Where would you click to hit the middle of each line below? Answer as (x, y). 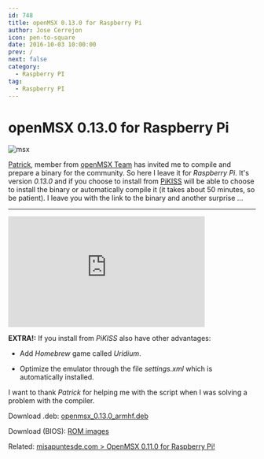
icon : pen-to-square (42, 37)
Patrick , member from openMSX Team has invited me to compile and (120, 165)
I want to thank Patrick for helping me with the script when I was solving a (128, 392)
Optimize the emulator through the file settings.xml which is (116, 369)
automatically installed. (57, 377)
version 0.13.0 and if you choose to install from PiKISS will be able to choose (131, 181)
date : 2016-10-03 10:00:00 (52, 45)
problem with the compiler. (51, 401)
